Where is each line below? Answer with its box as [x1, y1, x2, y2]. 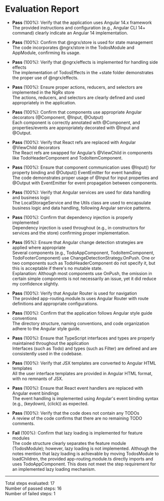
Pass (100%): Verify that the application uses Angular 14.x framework [12, 20, 152, 25]
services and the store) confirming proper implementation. [12, 230, 130, 236]
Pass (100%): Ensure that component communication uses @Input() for [12, 164, 156, 170]
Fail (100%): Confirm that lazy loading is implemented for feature [12, 430, 143, 436]
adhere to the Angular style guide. [12, 325, 81, 331]
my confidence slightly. [12, 281, 60, 286]
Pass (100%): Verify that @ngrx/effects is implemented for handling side [12, 59, 158, 65]
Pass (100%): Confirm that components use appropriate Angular [12, 109, 142, 115]
